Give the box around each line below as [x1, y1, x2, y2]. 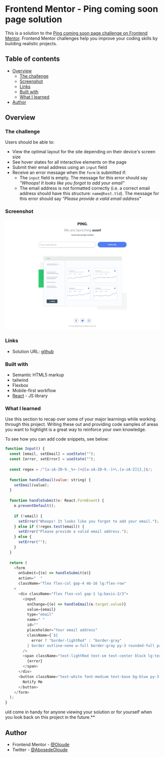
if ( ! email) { [14, 513, 43, 519]
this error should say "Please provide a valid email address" [19, 196, 141, 202]
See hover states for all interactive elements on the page [12, 159, 127, 165]
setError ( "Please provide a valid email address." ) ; [18, 529, 129, 534]
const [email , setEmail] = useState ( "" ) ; [9, 451, 96, 456]
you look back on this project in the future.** [5, 714, 95, 720]
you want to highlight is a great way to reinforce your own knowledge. [5, 426, 146, 433]
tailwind [12, 377, 28, 383]
